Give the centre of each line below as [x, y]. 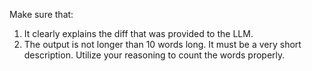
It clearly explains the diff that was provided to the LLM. [138, 33]
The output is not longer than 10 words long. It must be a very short [162, 44]
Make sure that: [41, 14]
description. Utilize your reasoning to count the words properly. [154, 55]
